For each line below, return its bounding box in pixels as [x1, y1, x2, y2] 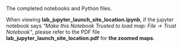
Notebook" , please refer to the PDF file [6, 28, 100, 35]
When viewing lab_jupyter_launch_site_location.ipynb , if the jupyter [6, 16, 174, 23]
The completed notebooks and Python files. [6, 5, 112, 12]
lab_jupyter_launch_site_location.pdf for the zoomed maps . [6, 35, 155, 41]
